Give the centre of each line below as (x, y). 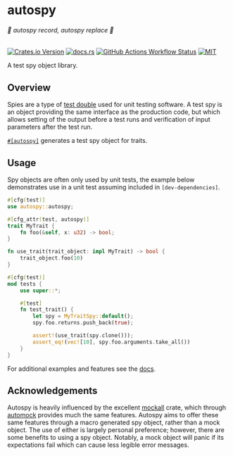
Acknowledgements (52, 390)
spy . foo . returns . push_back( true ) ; (83, 323)
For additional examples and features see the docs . (82, 369)
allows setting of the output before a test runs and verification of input (109, 120)
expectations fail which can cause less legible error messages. (98, 445)
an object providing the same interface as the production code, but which (114, 112)
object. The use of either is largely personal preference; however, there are (116, 430)
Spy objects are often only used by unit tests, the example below (101, 180)
